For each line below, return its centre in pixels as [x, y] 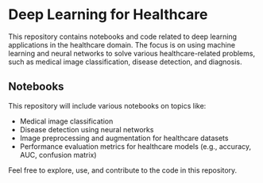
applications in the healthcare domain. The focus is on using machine [122, 44]
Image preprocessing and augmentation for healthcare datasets [124, 138]
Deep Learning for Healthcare [108, 15]
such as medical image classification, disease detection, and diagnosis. [125, 62]
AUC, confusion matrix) [58, 154]
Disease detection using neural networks [87, 129]
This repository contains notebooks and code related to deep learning [122, 36]
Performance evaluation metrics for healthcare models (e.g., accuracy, [135, 146]
